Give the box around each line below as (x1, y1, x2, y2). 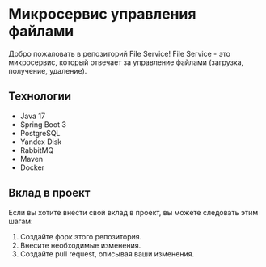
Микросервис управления (8, 5, 196, 23)
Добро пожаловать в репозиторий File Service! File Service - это (8, 49, 230, 58)
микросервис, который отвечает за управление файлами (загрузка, (8, 57, 244, 67)
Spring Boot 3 (19, 119, 67, 129)
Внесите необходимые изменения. (19, 240, 141, 250)
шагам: (8, 216, 34, 226)
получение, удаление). (8, 66, 87, 75)
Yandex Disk (19, 137, 62, 146)
